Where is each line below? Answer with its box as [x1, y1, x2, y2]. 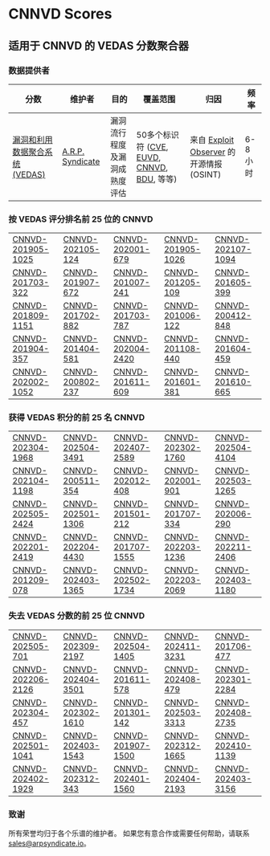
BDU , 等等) [136, 173, 178, 185]
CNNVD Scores [8, 5, 112, 23]
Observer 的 [190, 146, 236, 157]
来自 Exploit [190, 134, 235, 145]
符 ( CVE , [136, 141, 169, 153]
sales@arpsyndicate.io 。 [8, 838, 91, 848]
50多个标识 [136, 129, 179, 141]
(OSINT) [190, 169, 222, 180]
